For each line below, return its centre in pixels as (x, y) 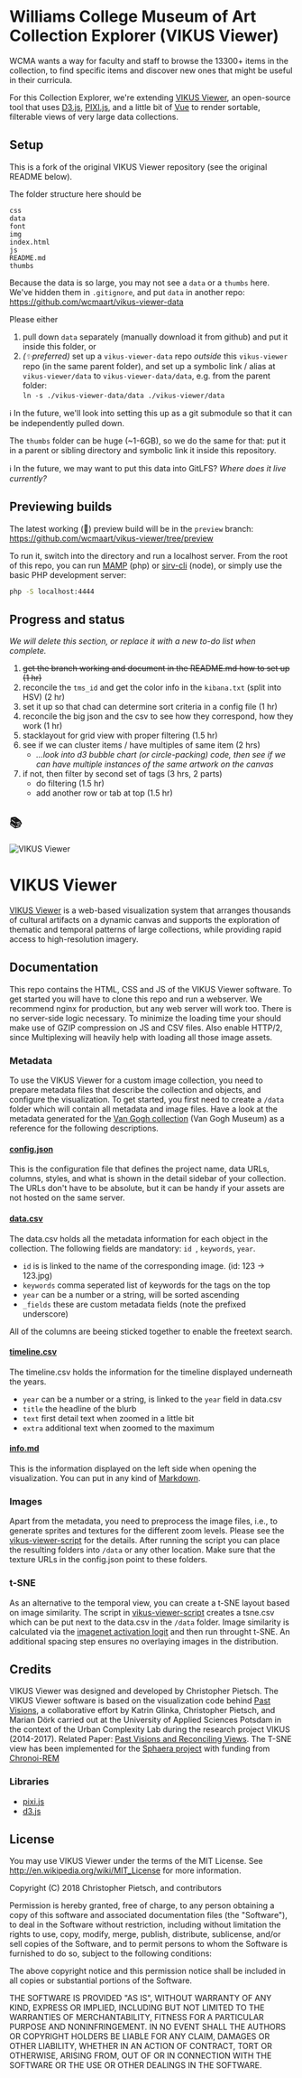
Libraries (29, 1782)
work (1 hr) (42, 726)
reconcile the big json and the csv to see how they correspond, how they (158, 716)
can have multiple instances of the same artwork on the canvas (155, 764)
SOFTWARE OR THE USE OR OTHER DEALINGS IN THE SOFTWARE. (136, 2065)
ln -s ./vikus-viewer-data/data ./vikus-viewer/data (124, 396)
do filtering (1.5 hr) (70, 784)
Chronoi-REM (35, 1758)
